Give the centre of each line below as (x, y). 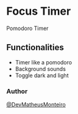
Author (17, 91)
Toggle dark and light (42, 75)
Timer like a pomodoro (43, 62)
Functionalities (35, 47)
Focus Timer (39, 11)
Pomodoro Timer (27, 28)
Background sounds (40, 69)
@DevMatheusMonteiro (36, 105)
